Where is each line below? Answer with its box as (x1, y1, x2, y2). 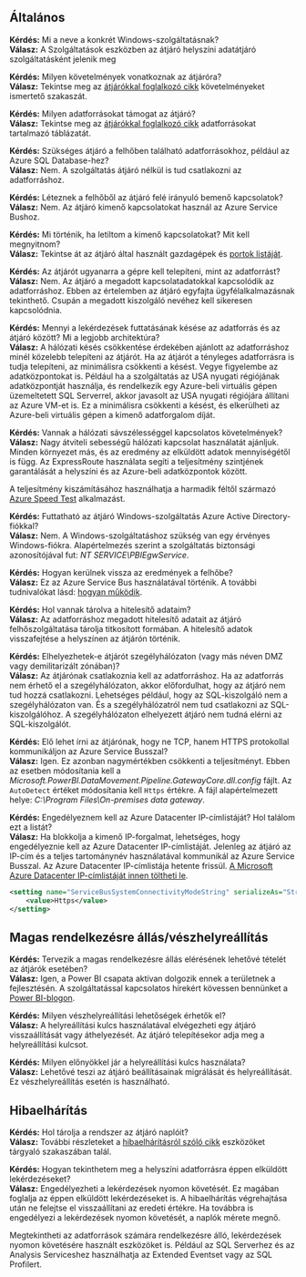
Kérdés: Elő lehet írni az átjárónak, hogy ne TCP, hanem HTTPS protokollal (9, 736, 290, 747)
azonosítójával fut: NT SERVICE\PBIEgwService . (9, 549, 189, 560)
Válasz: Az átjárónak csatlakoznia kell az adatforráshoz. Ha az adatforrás (9, 669, 284, 680)
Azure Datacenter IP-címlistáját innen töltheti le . (9, 870, 189, 881)
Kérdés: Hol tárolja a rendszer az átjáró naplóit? (9, 1127, 189, 1138)
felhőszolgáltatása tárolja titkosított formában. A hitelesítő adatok (9, 623, 253, 634)
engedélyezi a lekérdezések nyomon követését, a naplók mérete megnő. (9, 1212, 280, 1223)
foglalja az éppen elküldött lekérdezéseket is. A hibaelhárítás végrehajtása (9, 1193, 288, 1204)
